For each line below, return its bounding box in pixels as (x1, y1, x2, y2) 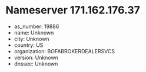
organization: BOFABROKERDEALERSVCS (14, 47, 115, 54)
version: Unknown (14, 54, 58, 61)
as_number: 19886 (14, 23, 59, 30)
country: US (14, 42, 44, 49)
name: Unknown (14, 29, 54, 36)
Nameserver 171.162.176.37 (5, 4, 141, 17)
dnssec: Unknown (14, 60, 58, 67)
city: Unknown (14, 35, 49, 42)
